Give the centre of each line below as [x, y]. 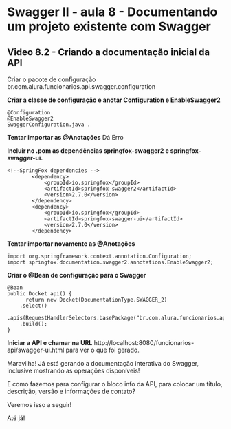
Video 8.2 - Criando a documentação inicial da [109, 52]
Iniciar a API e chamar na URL [50, 343]
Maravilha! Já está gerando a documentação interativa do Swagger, [103, 363]
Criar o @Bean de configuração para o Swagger [77, 275]
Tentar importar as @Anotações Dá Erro [65, 137]
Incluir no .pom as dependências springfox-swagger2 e [88, 151]
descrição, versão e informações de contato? [71, 391]
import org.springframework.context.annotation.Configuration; [100, 256]
